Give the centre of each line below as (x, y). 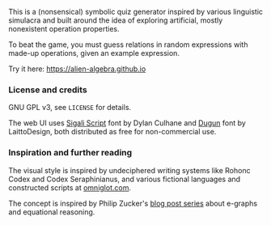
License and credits (48, 90)
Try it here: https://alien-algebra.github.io (77, 69)
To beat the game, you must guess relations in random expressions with (128, 45)
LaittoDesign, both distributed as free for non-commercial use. (112, 132)
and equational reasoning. (52, 212)
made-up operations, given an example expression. (94, 53)
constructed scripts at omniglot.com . (70, 187)
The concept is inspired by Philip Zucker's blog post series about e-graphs (133, 203)
